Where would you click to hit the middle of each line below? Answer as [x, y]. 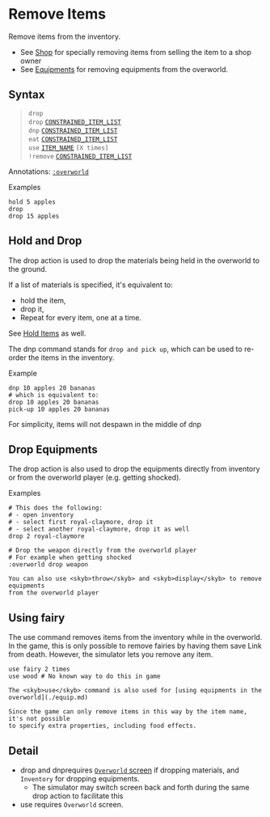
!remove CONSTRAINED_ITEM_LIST [80, 156]
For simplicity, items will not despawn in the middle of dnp [105, 424]
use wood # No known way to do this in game [84, 676]
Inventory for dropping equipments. [80, 779]
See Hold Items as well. [47, 333]
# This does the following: [56, 508]
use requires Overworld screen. [72, 804]
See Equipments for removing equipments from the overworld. [124, 69]
